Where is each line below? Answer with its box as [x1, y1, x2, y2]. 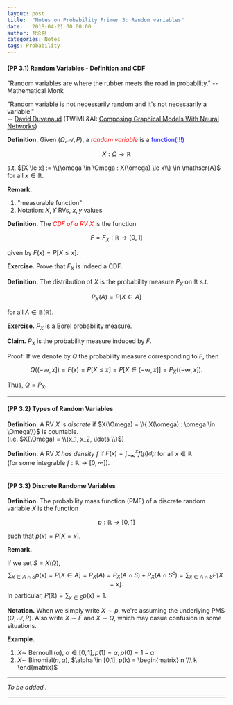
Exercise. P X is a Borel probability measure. [7, 322, 132, 332]
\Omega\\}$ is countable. [7, 427, 79, 435]
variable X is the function [7, 504, 78, 513]
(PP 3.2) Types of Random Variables [7, 405, 113, 413]
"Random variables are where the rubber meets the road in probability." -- [7, 79, 218, 87]
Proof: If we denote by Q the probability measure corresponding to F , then [7, 351, 219, 360]
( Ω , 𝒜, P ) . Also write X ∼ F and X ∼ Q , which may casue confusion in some [7, 613, 222, 622]
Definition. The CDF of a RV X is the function [7, 220, 137, 228]
